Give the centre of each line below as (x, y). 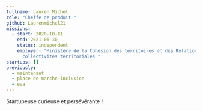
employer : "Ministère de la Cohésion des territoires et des (95, 51)
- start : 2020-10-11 (37, 34)
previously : (21, 67)
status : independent (43, 46)
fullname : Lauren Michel (37, 12)
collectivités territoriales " (61, 56)
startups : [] (23, 62)
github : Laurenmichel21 (36, 23)
